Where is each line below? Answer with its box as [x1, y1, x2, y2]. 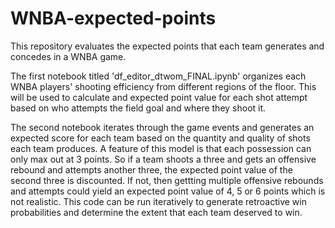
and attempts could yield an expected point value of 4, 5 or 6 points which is [10, 185, 326, 197]
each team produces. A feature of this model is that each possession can [10, 142, 312, 154]
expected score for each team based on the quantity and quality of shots [10, 132, 311, 144]
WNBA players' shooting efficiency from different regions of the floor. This [10, 80, 317, 92]
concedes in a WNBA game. [10, 50, 127, 62]
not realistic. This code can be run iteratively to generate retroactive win [10, 195, 307, 207]
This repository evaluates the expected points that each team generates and [10, 40, 325, 52]
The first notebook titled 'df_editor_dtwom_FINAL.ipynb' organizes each [10, 70, 307, 82]
